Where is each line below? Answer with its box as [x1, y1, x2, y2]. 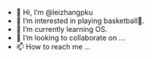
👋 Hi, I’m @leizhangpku [15, 8, 93, 17]
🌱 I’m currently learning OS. [15, 25, 108, 33]
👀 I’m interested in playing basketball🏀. [15, 16, 145, 26]
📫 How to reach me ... [15, 42, 91, 51]
